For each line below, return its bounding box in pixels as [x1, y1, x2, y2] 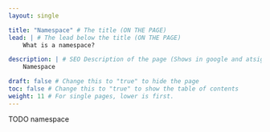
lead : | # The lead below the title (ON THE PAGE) [8, 34, 182, 42]
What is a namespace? [22, 41, 95, 49]
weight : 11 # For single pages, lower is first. [8, 92, 174, 100]
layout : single [8, 11, 59, 20]
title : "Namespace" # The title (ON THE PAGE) [8, 26, 167, 34]
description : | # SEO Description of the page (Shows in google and [8, 55, 243, 64]
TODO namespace [8, 114, 70, 124]
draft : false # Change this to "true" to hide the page [8, 78, 199, 86]
